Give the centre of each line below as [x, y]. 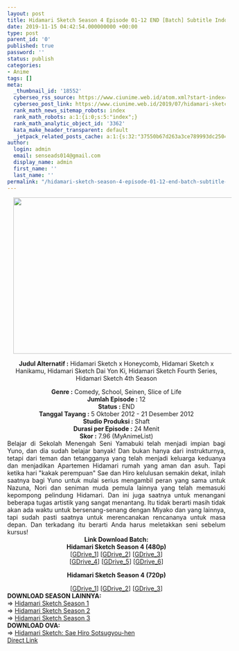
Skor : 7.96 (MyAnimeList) [116, 436]
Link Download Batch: [116, 540]
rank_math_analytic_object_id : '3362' [70, 123]
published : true [30, 46]
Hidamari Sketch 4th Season [116, 379]
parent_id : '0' [29, 40]
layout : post [26, 14]
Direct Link [23, 641]
